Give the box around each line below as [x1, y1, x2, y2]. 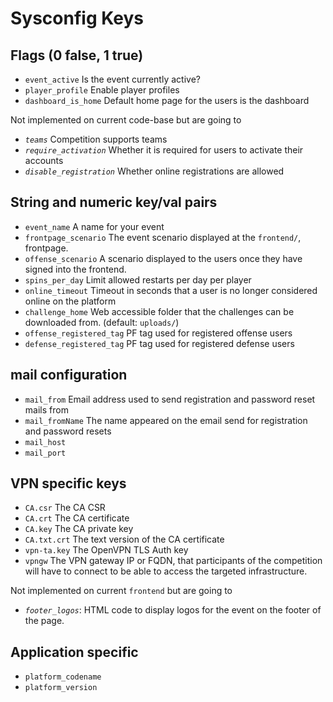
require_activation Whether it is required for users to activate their [24, 144, 304, 156]
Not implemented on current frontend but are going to [10, 585, 233, 597]
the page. [24, 615, 65, 627]
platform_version [24, 683, 98, 693]
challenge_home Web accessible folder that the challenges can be [24, 305, 295, 317]
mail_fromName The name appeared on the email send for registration [24, 414, 308, 426]
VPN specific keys [10, 475, 127, 492]
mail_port [24, 448, 67, 458]
